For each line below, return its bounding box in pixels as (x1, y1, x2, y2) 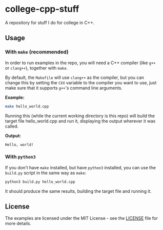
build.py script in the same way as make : (5, 170, 86, 176)
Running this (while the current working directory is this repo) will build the (5, 113, 155, 119)
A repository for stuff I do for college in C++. (5, 20, 95, 26)
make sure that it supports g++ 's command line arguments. (5, 85, 123, 91)
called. (5, 123, 19, 129)
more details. (5, 221, 32, 227)
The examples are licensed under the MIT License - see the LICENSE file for (5, 215, 158, 221)
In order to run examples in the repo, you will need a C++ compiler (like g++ (5, 60, 156, 66)
